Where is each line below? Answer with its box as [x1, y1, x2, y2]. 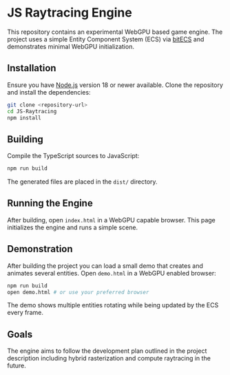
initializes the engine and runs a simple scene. [7, 223, 138, 231]
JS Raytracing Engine [7, 5, 132, 21]
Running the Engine [7, 198, 93, 209]
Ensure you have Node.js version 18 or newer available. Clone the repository [7, 81, 224, 89]
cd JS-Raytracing [7, 108, 57, 115]
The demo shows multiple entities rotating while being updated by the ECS [7, 301, 219, 309]
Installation [7, 62, 56, 74]
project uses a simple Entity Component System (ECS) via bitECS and [7, 35, 205, 43]
